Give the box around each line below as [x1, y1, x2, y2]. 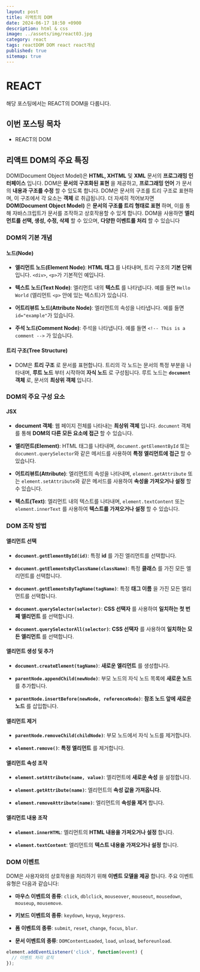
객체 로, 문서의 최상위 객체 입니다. [14, 376, 93, 383]
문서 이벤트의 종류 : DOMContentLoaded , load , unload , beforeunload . [14, 937, 172, 944]
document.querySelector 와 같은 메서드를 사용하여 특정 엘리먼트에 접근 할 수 [14, 450, 192, 457]
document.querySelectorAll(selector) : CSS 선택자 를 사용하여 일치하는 [14, 625, 187, 632]
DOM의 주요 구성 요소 [6, 393, 65, 401]
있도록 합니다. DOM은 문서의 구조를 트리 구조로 [68, 187, 178, 195]
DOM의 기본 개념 [6, 234, 53, 242]
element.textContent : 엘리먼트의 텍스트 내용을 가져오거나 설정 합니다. [14, 841, 179, 848]
